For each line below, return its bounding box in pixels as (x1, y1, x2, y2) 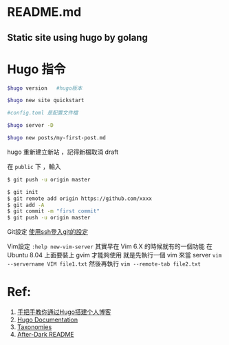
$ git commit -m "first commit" (7, 208, 100, 215)
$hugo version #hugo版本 (7, 84, 83, 92)
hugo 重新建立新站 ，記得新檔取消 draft (7, 148, 119, 156)
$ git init (7, 188, 39, 195)
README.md (7, 4, 82, 20)
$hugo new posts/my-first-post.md (7, 135, 107, 141)
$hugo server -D (7, 122, 54, 129)
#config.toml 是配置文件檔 (7, 110, 78, 117)
